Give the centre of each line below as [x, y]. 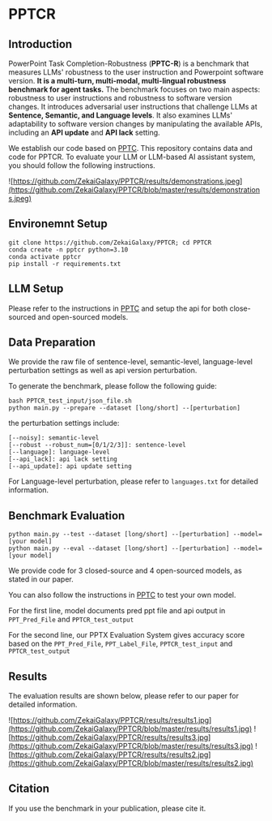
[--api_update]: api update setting [70, 466]
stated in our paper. [41, 579]
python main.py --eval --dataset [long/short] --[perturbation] [119, 548]
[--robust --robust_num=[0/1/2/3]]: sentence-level [97, 445]
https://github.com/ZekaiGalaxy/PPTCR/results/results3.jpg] [111, 737]
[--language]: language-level [59, 452]
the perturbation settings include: [64, 423]
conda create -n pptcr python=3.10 [68, 249]
